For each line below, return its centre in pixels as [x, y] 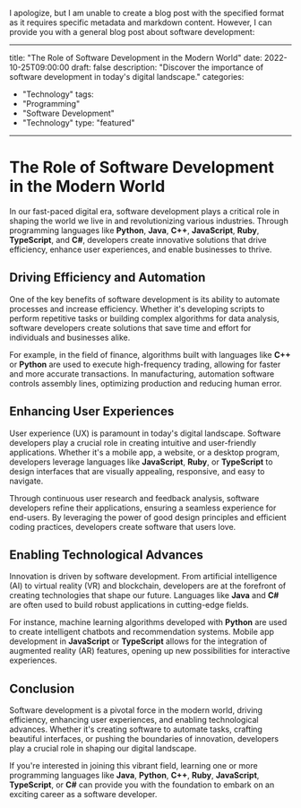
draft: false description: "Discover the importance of [168, 67]
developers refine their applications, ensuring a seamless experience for [143, 508]
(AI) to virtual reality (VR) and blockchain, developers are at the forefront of [148, 586]
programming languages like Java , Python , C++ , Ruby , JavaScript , [134, 776]
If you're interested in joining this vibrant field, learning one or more [133, 766]
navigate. [26, 481]
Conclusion [42, 688]
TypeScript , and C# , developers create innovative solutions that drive [138, 239]
